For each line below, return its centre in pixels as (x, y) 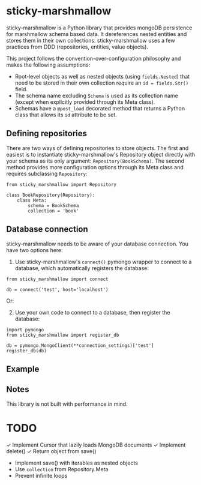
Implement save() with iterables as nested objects (76, 463)
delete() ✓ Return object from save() (51, 451)
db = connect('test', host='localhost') (58, 289)
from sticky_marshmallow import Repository (61, 184)
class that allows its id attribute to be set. (66, 115)
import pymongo (25, 330)
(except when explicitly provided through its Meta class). (85, 102)
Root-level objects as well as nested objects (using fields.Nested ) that (102, 76)
